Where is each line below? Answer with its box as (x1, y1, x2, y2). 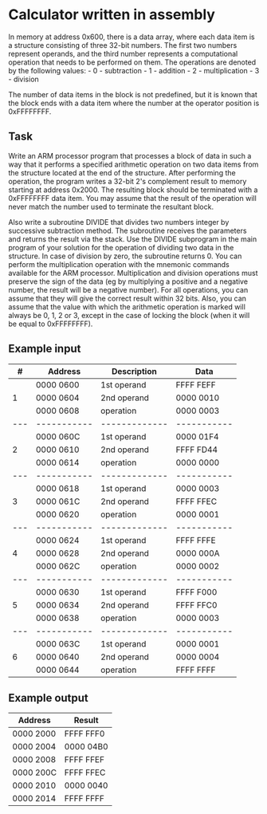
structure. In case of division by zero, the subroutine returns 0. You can (8, 251, 242, 261)
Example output (8, 691, 89, 705)
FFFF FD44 (175, 444, 218, 455)
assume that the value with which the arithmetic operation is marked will (8, 301, 245, 312)
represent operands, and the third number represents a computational (8, 49, 238, 58)
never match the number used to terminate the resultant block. (8, 202, 214, 211)
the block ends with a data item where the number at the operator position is (8, 98, 260, 108)
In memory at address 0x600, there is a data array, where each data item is (8, 32, 255, 41)
